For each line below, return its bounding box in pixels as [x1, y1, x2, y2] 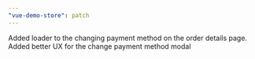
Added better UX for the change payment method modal [8, 41, 191, 51]
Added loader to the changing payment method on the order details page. [8, 33, 248, 42]
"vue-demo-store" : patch [8, 11, 90, 20]
